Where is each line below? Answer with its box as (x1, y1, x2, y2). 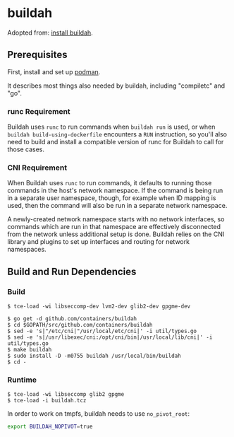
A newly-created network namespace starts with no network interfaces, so (7, 215, 225, 223)
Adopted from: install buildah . (7, 28, 93, 37)
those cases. (7, 145, 44, 153)
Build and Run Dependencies (7, 265, 137, 277)
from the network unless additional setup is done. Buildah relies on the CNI (7, 230, 225, 238)
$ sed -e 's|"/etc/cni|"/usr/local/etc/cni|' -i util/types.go (7, 327, 197, 335)
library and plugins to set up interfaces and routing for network (7, 238, 190, 246)
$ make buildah (7, 346, 52, 354)
